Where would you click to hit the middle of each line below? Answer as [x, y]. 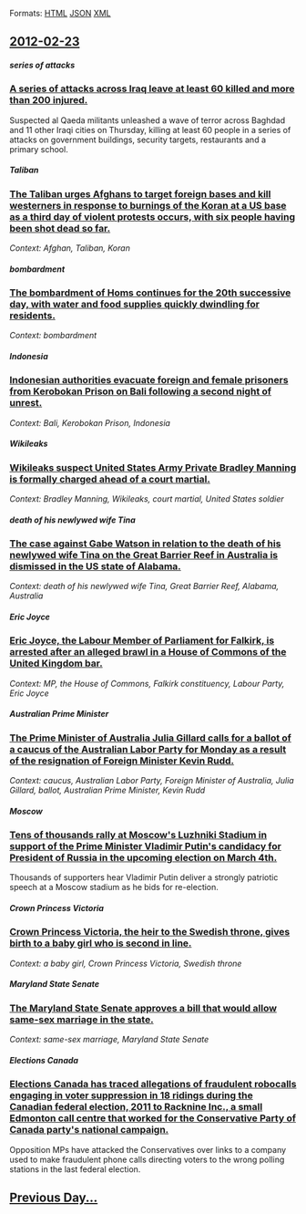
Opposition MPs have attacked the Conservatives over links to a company [148, 1149]
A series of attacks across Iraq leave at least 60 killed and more [152, 88]
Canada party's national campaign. [89, 1130]
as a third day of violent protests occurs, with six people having [153, 216]
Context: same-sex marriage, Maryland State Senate [109, 1040]
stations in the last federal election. [75, 1169]
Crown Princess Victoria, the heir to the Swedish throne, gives [150, 932]
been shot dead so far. [60, 228]
